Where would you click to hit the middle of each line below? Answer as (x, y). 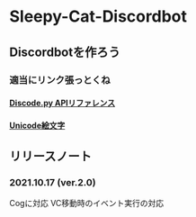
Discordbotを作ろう (65, 52)
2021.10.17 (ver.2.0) (53, 182)
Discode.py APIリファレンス (62, 103)
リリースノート (50, 156)
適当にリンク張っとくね (60, 80)
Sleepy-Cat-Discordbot (98, 17)
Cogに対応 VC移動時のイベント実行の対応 (87, 203)
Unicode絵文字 (37, 125)
